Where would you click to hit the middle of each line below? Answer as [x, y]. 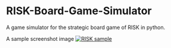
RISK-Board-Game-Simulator [79, 11]
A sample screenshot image [40, 39]
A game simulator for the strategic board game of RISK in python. [86, 27]
